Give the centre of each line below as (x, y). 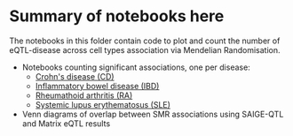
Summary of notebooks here (117, 16)
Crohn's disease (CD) (75, 76)
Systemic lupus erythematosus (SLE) (103, 104)
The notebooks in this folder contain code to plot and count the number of (145, 41)
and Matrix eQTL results (66, 123)
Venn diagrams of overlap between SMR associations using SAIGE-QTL (153, 114)
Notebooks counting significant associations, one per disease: (136, 67)
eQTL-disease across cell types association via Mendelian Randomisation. (145, 49)
